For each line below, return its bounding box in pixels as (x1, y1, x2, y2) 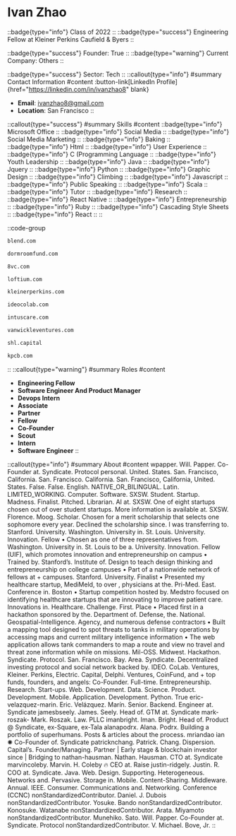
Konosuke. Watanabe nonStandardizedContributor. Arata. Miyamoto (7, 806, 204, 814)
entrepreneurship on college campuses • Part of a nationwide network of (7, 565, 220, 573)
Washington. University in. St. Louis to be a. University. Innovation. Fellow (7, 542, 221, 551)
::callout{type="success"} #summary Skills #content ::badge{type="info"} (7, 119, 223, 128)
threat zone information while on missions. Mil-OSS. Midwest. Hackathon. (7, 647, 221, 656)
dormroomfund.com (7, 250, 58, 257)
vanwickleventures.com (7, 326, 74, 334)
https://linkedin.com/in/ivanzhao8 (28, 85, 127, 93)
